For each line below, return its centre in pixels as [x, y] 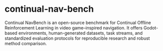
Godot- [151, 27]
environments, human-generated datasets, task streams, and [81, 33]
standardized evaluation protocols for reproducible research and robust [77, 38]
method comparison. [26, 43]
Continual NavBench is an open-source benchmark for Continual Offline [78, 23]
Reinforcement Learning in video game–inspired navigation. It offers [74, 27]
